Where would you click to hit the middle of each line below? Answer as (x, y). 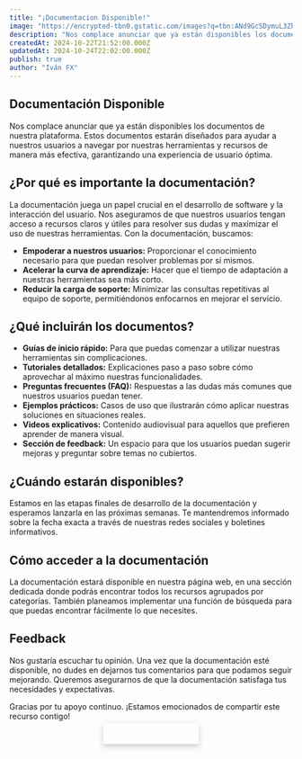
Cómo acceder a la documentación (109, 560)
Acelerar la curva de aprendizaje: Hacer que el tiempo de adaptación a (155, 270)
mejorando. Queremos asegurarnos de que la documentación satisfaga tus (148, 679)
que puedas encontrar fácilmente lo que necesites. (103, 610)
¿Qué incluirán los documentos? (102, 326)
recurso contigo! (40, 716)
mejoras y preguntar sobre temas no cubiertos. (110, 453)
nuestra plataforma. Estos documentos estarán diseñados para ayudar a (143, 135)
